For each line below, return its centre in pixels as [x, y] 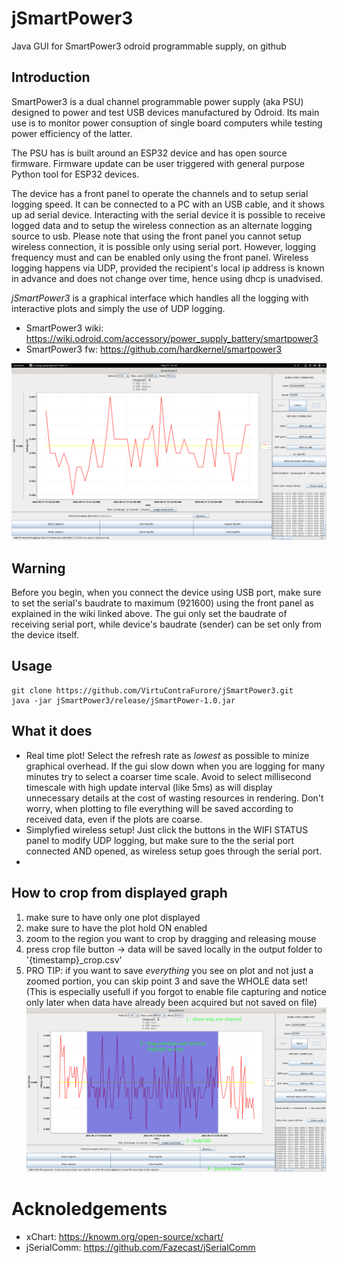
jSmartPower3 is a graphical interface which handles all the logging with [160, 298]
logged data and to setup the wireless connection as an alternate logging [162, 225]
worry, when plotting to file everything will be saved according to [159, 808]
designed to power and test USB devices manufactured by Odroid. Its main [165, 112]
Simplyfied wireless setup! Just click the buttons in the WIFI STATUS [167, 829]
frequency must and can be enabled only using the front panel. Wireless [160, 257]
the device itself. [45, 635]
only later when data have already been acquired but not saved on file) [171, 1002]
